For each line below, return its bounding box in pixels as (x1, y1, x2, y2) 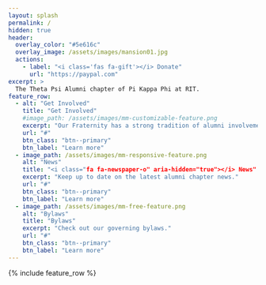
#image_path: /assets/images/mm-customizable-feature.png (22, 114, 218, 122)
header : (8, 33, 34, 42)
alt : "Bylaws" (22, 210, 69, 218)
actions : (15, 56, 44, 64)
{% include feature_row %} (8, 268, 97, 277)
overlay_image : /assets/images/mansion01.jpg (15, 48, 169, 56)
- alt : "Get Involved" (15, 99, 90, 107)
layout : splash (8, 11, 59, 20)
